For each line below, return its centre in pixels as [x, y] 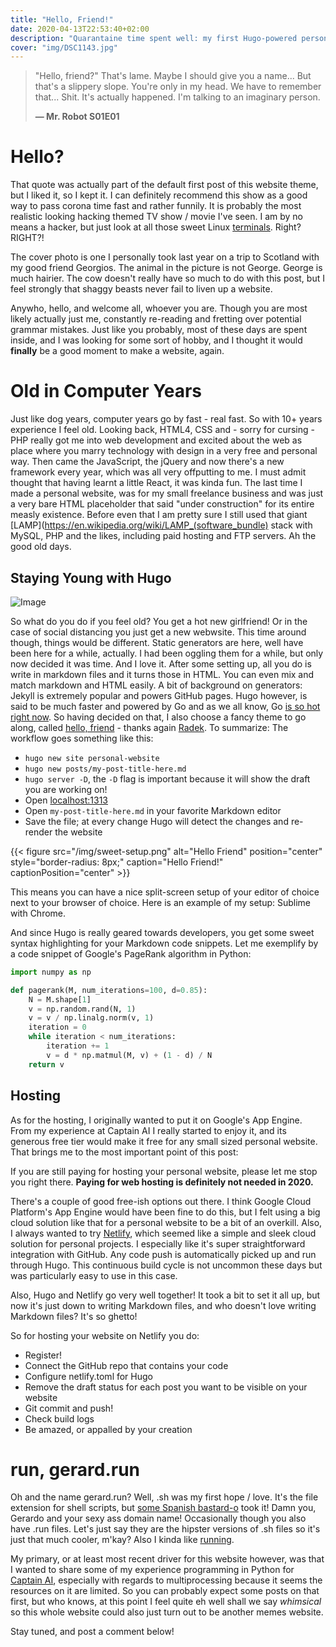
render [38, 832]
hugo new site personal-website [92, 758]
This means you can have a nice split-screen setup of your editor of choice [165, 892]
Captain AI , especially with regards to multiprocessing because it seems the [166, 1580]
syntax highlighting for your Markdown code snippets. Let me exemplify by [164, 943]
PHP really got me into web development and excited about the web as [156, 440]
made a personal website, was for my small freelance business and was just [167, 493]
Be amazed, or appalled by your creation [108, 1429]
